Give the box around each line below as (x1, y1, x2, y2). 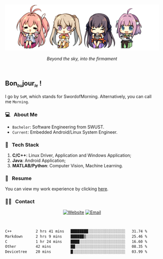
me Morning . (5, 99, 29, 104)
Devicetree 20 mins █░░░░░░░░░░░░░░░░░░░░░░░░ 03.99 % (5, 249, 147, 255)
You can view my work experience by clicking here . (5, 186, 109, 192)
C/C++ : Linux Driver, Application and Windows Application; (12, 153, 132, 159)
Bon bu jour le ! (5, 79, 42, 89)
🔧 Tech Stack (5, 141, 39, 148)
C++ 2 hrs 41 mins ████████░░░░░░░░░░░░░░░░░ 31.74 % (5, 229, 147, 234)
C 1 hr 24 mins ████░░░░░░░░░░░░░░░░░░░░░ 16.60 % (5, 239, 147, 244)
